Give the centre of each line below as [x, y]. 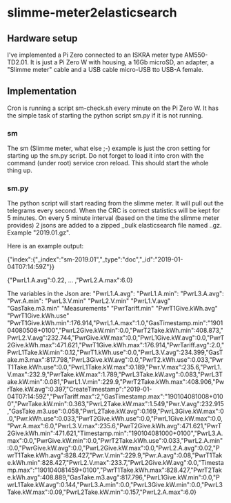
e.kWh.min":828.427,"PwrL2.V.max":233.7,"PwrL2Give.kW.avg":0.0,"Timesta [115, 463]
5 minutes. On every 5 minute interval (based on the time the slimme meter [113, 218]
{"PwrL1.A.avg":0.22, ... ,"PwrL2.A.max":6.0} [70, 280]
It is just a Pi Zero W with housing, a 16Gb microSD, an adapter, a [122, 62]
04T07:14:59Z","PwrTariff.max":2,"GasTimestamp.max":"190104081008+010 [115, 396]
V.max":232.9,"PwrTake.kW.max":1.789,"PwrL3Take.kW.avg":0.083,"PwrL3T [115, 374]
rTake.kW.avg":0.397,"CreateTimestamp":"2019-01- [80, 390]
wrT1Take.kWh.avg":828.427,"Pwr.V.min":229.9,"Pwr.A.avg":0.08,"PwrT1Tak [115, 455]
